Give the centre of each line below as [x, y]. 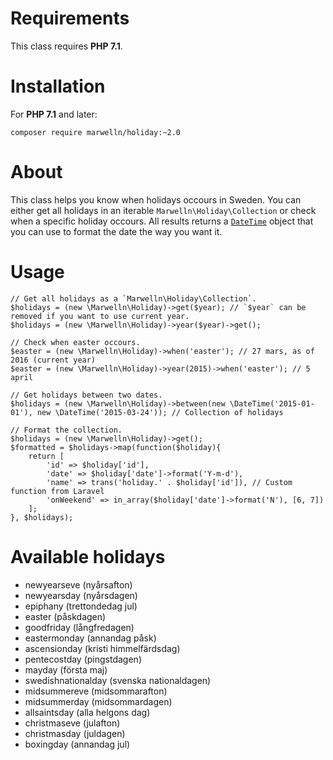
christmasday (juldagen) [75, 733]
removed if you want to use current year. [100, 316]
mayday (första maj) [66, 669]
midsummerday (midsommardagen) [98, 701]
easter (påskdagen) [65, 616]
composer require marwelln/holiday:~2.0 [96, 132]
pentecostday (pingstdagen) [83, 659]
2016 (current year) [53, 360]
